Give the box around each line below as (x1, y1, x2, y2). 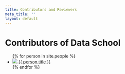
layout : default (5, 16, 38, 21)
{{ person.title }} (18, 59, 51, 65)
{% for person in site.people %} (12, 53, 76, 59)
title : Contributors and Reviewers (5, 7, 77, 12)
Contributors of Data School (5, 37, 121, 48)
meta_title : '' (5, 12, 36, 17)
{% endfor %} (12, 64, 40, 70)
